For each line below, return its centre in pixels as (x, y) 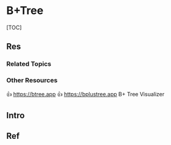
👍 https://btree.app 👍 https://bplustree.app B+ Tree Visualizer (85, 94)
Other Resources (32, 80)
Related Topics (29, 64)
